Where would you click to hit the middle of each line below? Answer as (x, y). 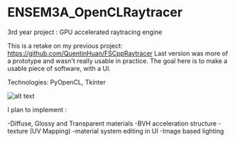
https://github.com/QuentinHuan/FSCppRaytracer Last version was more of (118, 53)
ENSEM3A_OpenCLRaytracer (95, 12)
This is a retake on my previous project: (65, 45)
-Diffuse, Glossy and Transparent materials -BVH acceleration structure (112, 123)
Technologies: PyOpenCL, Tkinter (57, 82)
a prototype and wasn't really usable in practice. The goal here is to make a (117, 60)
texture (18, 131)
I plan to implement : (37, 109)
